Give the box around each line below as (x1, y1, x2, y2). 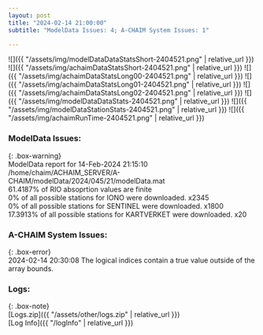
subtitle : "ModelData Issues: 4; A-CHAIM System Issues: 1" (8, 26, 210, 34)
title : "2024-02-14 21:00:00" (8, 19, 108, 27)
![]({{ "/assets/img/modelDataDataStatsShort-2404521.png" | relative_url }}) (8, 54, 254, 64)
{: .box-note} (8, 301, 50, 311)
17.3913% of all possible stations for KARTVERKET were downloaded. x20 (8, 210, 247, 219)
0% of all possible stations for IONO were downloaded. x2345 (8, 192, 209, 202)
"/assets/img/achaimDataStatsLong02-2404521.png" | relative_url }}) (18, 88, 243, 98)
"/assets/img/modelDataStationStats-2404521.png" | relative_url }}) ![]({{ (8, 105, 245, 114)
